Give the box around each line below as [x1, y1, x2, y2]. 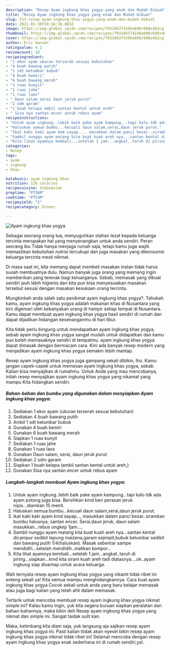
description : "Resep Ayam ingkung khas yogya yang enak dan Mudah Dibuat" [6, 7, 166, 13]
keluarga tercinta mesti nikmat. [6, 254, 70, 260]
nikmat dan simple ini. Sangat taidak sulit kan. [6, 613, 100, 619]
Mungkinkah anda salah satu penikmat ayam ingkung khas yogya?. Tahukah [6, 295, 164, 301]
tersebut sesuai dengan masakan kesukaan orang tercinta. [6, 285, 128, 291]
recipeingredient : [6, 54, 44, 60]
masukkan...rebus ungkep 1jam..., [13, 524, 83, 530]
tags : [6, 153, 17, 158]
